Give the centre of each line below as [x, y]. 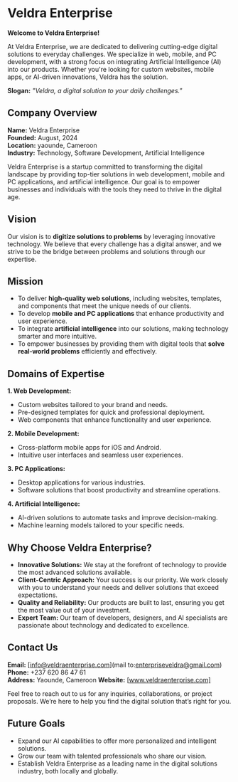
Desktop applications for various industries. [81, 482]
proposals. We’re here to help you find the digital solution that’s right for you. [119, 701]
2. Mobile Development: [43, 434]
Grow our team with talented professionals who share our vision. [112, 756]
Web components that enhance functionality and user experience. [114, 420]
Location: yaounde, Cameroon [52, 145]
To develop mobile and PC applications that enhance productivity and [121, 314]
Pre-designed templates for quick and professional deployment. [111, 412]
